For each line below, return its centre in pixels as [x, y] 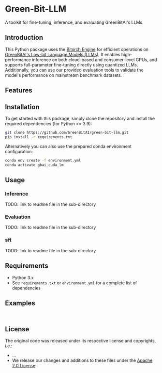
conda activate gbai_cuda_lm [34, 165]
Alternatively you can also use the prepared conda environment [68, 146]
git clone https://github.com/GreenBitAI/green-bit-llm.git [67, 132]
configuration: [19, 151]
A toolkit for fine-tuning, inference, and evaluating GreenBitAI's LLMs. [74, 22]
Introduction [24, 38]
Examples [20, 303]
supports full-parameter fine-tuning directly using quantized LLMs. [72, 65]
